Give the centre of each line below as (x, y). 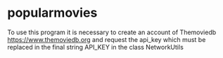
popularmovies (52, 13)
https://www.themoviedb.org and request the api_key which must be (107, 39)
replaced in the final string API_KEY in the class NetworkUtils (96, 47)
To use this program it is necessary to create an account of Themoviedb (112, 32)
